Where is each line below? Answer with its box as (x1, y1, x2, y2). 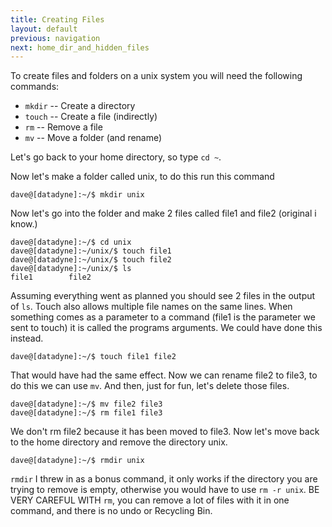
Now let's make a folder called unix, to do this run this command (10, 171, 275, 183)
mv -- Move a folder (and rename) (24, 132, 163, 144)
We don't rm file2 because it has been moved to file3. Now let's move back (10, 426, 320, 438)
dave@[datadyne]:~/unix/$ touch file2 (10, 255, 172, 265)
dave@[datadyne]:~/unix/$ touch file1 (10, 246, 172, 256)
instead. (10, 332, 44, 345)
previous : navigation (10, 33, 101, 43)
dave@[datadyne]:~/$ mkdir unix (10, 190, 145, 200)
